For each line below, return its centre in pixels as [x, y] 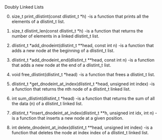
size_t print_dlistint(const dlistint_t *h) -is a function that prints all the [80, 16]
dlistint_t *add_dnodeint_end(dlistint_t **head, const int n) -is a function [83, 60]
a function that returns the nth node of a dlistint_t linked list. [71, 89]
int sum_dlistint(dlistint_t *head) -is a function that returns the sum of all [83, 98]
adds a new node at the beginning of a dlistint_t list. [63, 51]
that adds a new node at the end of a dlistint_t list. [61, 65]
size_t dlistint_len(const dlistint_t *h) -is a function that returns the [77, 31]
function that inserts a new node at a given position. [72, 118]
